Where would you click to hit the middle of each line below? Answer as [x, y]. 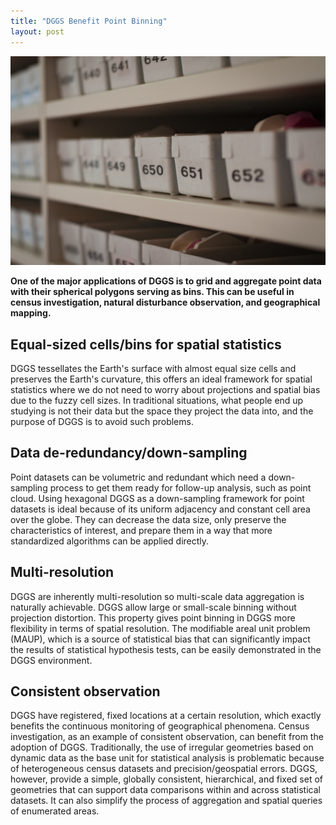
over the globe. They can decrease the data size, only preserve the [148, 519]
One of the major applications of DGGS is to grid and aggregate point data [166, 281]
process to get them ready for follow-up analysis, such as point [180, 487]
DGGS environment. [51, 660]
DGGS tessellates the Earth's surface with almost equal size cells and [153, 368]
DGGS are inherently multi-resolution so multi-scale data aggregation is [157, 596]
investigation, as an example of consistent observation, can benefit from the [167, 737]
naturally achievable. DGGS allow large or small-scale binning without [153, 607]
